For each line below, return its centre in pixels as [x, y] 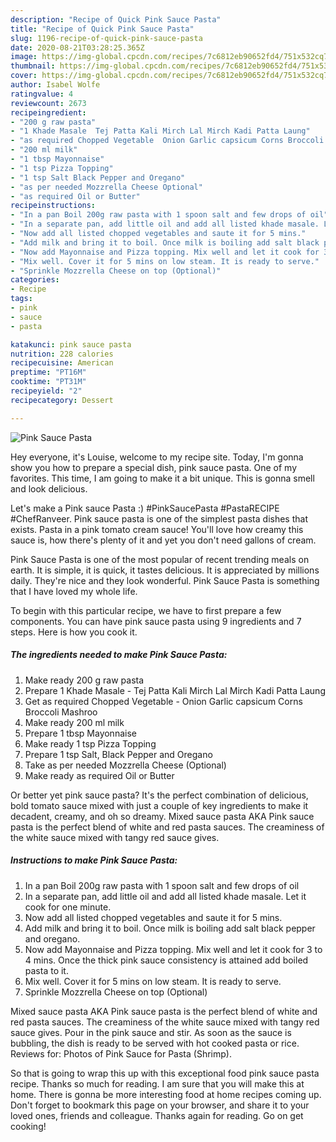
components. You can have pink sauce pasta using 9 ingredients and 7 [156, 621]
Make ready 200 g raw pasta [84, 680]
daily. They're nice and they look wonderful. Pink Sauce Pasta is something [165, 580]
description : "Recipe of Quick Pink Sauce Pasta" [116, 19]
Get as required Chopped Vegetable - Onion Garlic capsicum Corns [163, 701]
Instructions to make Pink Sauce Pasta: [94, 860]
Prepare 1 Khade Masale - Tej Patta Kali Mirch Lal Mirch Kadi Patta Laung [175, 690]
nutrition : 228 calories [62, 354]
